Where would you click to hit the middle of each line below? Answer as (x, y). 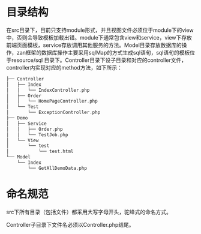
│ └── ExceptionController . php (53, 112)
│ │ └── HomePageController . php (52, 101)
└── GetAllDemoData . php (57, 168)
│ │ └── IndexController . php (48, 90)
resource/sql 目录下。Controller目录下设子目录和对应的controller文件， (99, 60)
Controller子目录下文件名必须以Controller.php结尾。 (70, 224)
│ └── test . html (40, 151)
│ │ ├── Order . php (34, 129)
